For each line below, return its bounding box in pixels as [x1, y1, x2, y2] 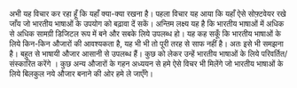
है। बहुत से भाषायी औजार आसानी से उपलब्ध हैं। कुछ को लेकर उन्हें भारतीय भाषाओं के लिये [9, 49, 260, 59]
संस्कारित [9, 59, 35, 68]
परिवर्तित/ [261, 49, 288, 59]
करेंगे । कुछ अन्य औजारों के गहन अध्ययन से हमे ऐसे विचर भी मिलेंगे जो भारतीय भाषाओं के [36, 59, 284, 68]
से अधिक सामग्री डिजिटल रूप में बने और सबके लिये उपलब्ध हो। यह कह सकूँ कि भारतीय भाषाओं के [9, 28, 282, 39]
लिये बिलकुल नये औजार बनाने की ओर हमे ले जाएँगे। [9, 68, 153, 79]
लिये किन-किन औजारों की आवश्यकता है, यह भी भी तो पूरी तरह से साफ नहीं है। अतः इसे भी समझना [9, 38, 284, 49]
